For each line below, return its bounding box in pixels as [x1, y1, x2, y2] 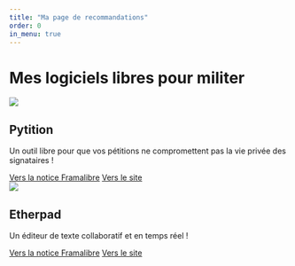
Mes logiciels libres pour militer [9, 67, 245, 88]
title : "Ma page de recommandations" [9, 12, 149, 22]
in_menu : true [9, 29, 62, 38]
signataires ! [9, 155, 54, 166]
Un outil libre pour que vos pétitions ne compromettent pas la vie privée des [9, 145, 286, 156]
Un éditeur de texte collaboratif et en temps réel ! [9, 230, 189, 240]
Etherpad [9, 207, 62, 222]
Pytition [9, 121, 54, 137]
